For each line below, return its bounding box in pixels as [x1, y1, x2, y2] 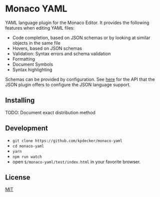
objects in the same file [12, 40, 61, 46]
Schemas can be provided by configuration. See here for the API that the [5, 76, 155, 82]
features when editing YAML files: [5, 25, 75, 31]
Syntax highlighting [12, 66, 52, 73]
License [5, 173, 30, 181]
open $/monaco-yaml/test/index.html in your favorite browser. [12, 158, 141, 164]
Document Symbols [12, 61, 53, 67]
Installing [5, 96, 35, 105]
